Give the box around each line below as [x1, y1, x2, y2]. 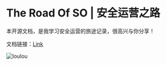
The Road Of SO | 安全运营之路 [6, 6, 160, 20]
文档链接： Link [6, 40, 44, 47]
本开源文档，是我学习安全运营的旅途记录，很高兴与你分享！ [6, 27, 155, 35]
